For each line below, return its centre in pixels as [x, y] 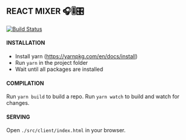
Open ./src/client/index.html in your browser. [66, 130]
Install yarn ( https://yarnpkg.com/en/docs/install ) [76, 56]
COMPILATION [25, 83]
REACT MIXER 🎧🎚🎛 [45, 11]
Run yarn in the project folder [51, 63]
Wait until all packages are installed [59, 69]
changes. [18, 103]
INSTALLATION [26, 43]
